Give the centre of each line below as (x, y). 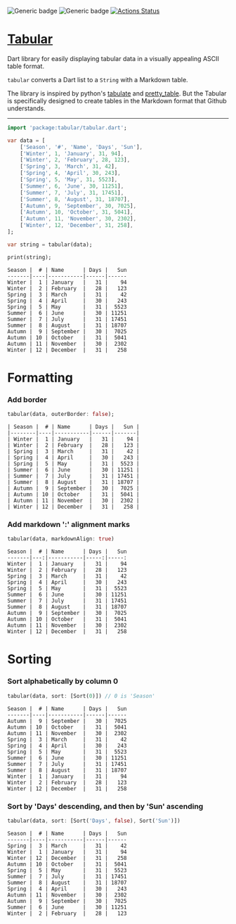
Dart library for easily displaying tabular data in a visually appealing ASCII (113, 58)
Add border (27, 399)
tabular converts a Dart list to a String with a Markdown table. (98, 79)
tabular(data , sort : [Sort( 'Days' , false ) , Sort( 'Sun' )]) (94, 821)
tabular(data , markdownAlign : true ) (61, 539)
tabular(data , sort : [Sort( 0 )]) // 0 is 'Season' (81, 696)
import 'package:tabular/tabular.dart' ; (67, 128)
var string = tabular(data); (50, 245)
